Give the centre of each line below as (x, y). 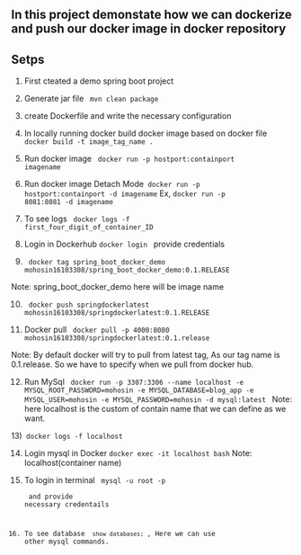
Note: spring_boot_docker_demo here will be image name (118, 287)
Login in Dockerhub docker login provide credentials (124, 244)
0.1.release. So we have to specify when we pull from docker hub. (133, 364)
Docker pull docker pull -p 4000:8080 (97, 330)
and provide (51, 497)
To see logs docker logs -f (77, 219)
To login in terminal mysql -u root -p (95, 480)
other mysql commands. (66, 542)
